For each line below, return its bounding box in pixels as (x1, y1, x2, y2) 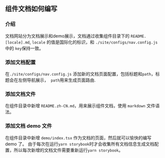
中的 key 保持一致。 (5, 45, 44, 51)
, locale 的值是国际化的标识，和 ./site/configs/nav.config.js (29, 39, 158, 45)
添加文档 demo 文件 (5, 122, 52, 129)
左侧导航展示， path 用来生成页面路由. (18, 77, 96, 83)
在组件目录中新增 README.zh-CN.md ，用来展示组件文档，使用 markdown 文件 (5, 103, 156, 109)
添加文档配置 (5, 59, 36, 66)
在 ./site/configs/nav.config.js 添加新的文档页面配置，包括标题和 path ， (5, 71, 156, 77)
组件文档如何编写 (5, 4, 57, 13)
